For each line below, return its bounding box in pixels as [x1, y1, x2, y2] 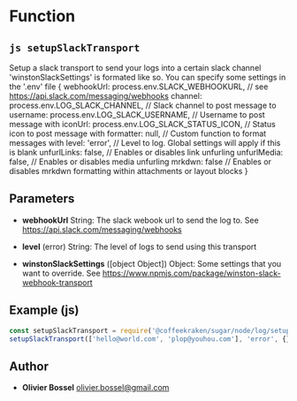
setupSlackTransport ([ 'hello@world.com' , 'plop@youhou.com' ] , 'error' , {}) [9, 334, 294, 344]
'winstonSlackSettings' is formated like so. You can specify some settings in [9, 72, 286, 82]
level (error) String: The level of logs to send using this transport [21, 241, 257, 252]
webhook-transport [21, 276, 93, 288]
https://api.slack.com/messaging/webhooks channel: [9, 91, 202, 101]
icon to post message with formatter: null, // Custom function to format [9, 128, 267, 139]
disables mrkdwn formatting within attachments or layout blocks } [9, 166, 248, 176]
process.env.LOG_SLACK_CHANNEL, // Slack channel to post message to [9, 100, 277, 110]
